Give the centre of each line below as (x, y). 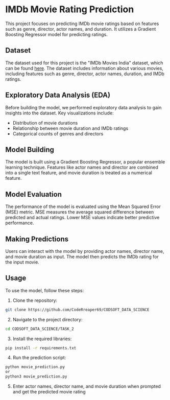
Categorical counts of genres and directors (58, 133)
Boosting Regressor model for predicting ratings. (57, 34)
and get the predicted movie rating (49, 392)
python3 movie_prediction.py (36, 377)
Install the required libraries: (42, 339)
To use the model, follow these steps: (45, 290)
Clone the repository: (35, 300)
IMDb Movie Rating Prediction (70, 9)
